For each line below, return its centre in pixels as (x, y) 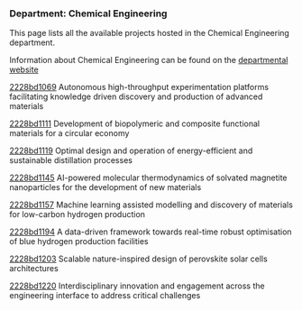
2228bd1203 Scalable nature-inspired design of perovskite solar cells (138, 259)
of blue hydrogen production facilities (79, 242)
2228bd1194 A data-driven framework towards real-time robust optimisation (151, 232)
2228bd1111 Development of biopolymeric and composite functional (134, 123)
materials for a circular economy (69, 133)
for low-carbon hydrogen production (78, 214)
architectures (34, 269)
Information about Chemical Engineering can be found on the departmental (149, 60)
